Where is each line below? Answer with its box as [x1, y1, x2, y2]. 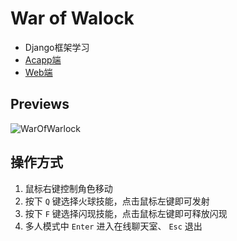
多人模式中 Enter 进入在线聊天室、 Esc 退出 [24, 220, 203, 232]
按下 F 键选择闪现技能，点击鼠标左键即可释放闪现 [24, 207, 228, 219]
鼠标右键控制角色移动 [24, 182, 113, 194]
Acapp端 [24, 53, 62, 66]
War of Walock [10, 7, 135, 30]
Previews [10, 96, 70, 113]
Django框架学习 [24, 41, 90, 53]
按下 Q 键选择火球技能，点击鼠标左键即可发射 [24, 195, 210, 207]
